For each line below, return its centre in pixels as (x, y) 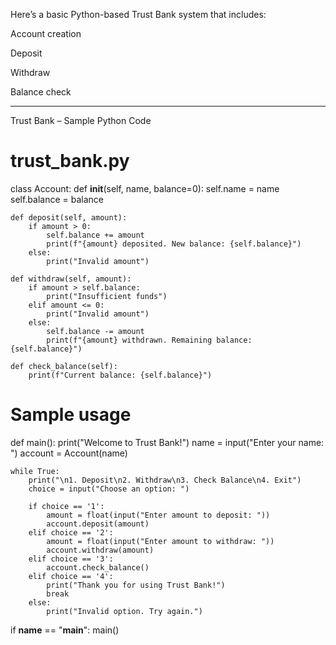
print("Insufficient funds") (107, 296)
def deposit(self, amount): (69, 217)
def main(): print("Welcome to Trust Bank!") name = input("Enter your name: (167, 442)
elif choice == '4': (71, 576)
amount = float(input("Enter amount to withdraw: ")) (160, 541)
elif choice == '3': (71, 559)
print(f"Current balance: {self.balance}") (120, 375)
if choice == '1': (66, 506)
